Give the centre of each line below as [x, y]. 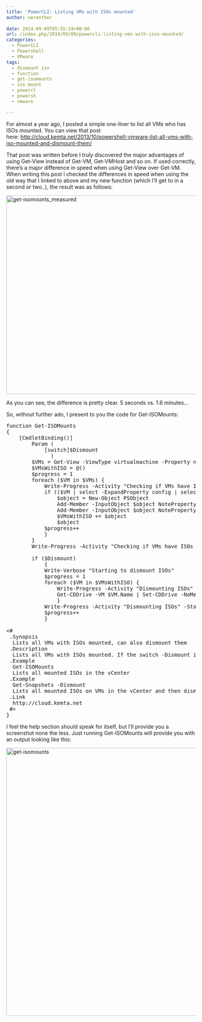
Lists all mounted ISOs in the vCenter [71, 673]
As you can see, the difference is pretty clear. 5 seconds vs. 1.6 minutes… [97, 403]
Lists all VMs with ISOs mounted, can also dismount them [100, 643]
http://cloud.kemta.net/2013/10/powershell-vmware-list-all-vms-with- [107, 137]
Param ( [43, 444]
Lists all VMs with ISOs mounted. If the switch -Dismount [101, 655]
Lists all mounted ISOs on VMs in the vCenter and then [96, 691]
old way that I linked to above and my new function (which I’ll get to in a [95, 180]
